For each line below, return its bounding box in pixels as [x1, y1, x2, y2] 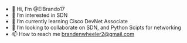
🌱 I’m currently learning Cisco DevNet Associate [11, 18, 128, 24]
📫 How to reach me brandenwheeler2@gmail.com [11, 31, 135, 37]
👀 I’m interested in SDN [11, 12, 68, 19]
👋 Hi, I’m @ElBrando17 [11, 6, 66, 12]
